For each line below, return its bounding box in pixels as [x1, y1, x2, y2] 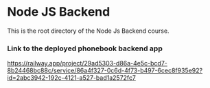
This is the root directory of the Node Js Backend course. [7, 27, 170, 35]
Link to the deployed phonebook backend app [7, 44, 163, 53]
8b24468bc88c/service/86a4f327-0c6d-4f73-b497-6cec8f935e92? [7, 66, 203, 75]
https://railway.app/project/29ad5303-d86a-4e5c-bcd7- [7, 59, 168, 68]
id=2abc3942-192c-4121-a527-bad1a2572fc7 [7, 74, 136, 82]
